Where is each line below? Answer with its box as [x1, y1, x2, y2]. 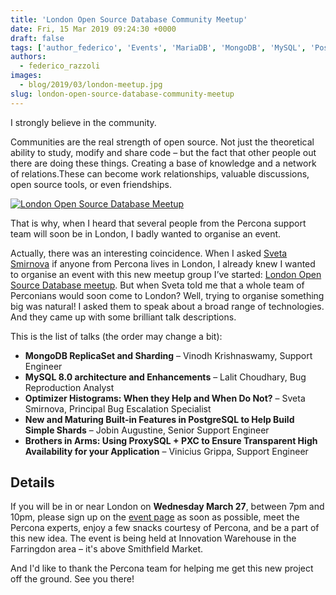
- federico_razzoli [19, 61, 101, 71]
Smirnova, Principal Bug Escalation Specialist [24, 402, 212, 415]
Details [10, 474, 55, 491]
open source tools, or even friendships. [10, 178, 173, 190]
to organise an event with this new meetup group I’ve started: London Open [10, 268, 322, 280]
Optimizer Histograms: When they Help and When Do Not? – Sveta [24, 392, 306, 404]
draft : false [10, 33, 65, 43]
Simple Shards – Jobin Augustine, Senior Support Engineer [24, 424, 270, 436]
